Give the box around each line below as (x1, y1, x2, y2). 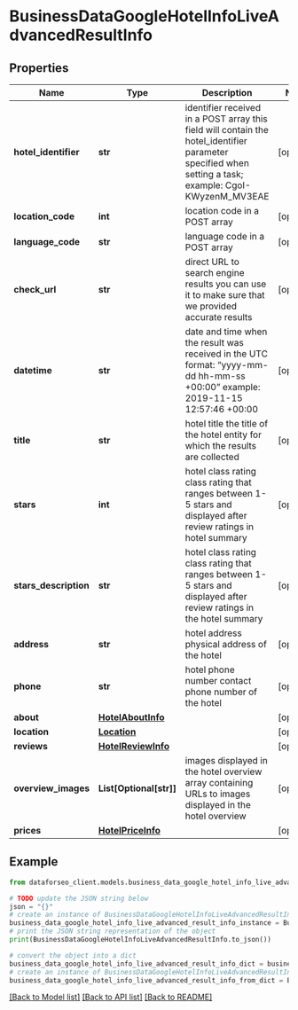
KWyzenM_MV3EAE (184, 191, 270, 202)
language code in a (184, 231, 264, 242)
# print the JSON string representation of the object (9, 927, 216, 936)
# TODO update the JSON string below (9, 894, 149, 903)
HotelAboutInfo (98, 711, 165, 724)
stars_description (13, 579, 90, 591)
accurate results (184, 311, 253, 323)
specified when (184, 157, 250, 169)
